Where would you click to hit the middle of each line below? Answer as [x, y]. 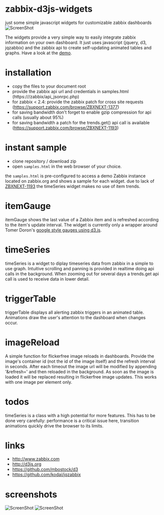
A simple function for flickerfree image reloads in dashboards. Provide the [80, 356]
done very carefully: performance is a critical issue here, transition [72, 421]
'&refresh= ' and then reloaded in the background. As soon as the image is [80, 372]
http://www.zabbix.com [36, 459]
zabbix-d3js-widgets [49, 9]
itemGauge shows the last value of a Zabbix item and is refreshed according [82, 219]
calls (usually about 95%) [38, 117]
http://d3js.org [27, 464]
